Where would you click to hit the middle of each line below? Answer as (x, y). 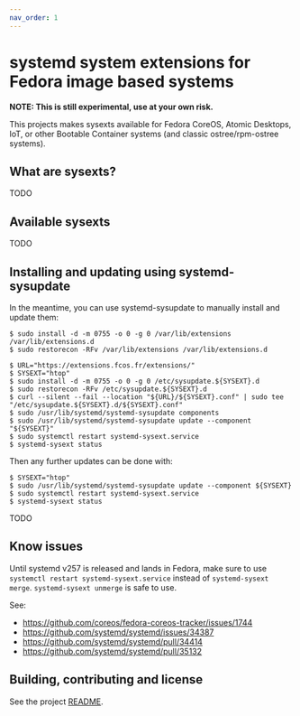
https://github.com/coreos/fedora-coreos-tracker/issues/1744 (137, 622)
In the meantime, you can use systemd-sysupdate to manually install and (145, 307)
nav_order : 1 (34, 18)
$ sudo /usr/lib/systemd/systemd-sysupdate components (114, 413)
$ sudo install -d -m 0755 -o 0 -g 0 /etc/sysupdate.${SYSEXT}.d (134, 381)
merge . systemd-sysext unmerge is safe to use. (93, 587)
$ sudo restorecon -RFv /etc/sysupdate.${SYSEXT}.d (108, 389)
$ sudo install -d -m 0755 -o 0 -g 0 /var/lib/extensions (120, 334)
